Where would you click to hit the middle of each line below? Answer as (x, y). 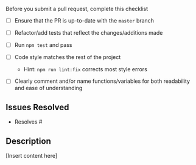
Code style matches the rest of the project (68, 57)
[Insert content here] (32, 155)
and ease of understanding (48, 88)
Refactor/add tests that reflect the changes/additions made (89, 33)
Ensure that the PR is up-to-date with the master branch (84, 20)
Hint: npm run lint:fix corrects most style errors (85, 69)
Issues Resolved (37, 107)
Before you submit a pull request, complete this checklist (77, 9)
